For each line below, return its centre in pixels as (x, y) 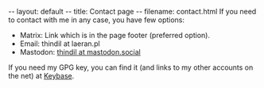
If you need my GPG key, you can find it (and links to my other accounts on (131, 67)
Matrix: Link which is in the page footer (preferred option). (115, 35)
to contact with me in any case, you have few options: (97, 20)
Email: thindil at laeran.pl (60, 44)
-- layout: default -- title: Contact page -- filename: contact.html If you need (132, 11)
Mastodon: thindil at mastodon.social (80, 52)
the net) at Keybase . (41, 76)
